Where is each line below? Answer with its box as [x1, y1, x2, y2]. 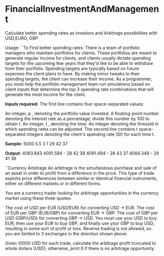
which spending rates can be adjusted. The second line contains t [5, 126, 138, 132]
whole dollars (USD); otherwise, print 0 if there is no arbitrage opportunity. [5, 245, 155, 251]
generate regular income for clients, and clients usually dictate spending [5, 55, 151, 61]
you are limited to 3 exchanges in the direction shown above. [5, 231, 128, 236]
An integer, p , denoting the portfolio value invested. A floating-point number [5, 110, 159, 116]
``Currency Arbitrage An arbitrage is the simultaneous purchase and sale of [5, 165, 157, 171]
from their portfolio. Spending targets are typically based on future [5, 65, 140, 71]
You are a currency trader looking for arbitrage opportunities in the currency [5, 190, 159, 196]
